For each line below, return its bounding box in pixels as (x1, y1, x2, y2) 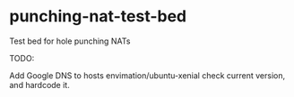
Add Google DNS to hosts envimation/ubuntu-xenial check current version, (9, 69, 286, 81)
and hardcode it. (9, 79, 70, 90)
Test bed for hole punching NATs (9, 36, 131, 46)
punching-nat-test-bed (9, 6, 187, 27)
